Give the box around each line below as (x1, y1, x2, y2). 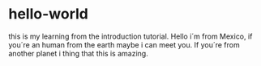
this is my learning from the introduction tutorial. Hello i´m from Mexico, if (8, 31, 253, 41)
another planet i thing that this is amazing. (8, 48, 148, 58)
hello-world (8, 5, 89, 23)
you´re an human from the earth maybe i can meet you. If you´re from (8, 39, 241, 49)
